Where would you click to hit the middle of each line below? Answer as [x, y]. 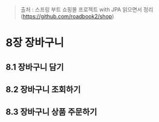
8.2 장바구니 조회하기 [43, 90]
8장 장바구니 [35, 43]
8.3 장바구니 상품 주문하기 [51, 112]
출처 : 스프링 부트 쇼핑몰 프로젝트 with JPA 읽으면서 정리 [87, 9]
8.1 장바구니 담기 [35, 67]
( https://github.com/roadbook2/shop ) [67, 16]
